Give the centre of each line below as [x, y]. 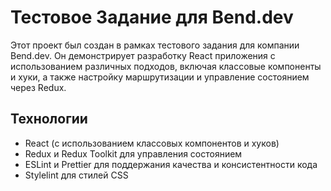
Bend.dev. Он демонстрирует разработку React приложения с [143, 55]
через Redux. [38, 87]
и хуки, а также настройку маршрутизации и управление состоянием [160, 77]
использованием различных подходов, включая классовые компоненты [166, 66]
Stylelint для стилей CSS [76, 175]
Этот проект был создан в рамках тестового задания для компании [155, 45]
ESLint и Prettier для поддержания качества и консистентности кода [171, 164]
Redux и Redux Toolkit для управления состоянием [133, 153]
